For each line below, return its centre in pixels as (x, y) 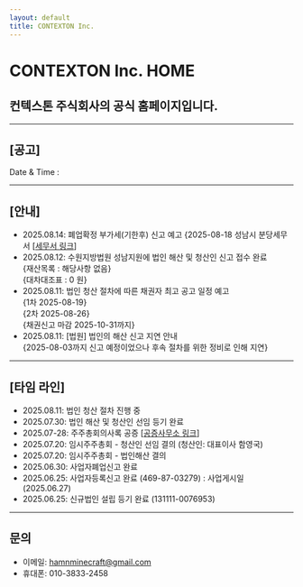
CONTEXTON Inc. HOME (102, 71)
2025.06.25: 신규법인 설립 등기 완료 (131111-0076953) (119, 499)
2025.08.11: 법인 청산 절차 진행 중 (82, 410)
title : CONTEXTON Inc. (52, 26)
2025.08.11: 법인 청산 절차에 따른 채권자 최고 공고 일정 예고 (126, 291)
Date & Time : (35, 172)
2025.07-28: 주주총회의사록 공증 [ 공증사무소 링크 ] (111, 433)
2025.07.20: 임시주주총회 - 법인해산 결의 (94, 455)
